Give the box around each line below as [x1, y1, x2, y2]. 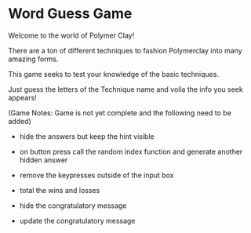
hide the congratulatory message [19, 201, 127, 210]
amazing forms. [8, 54, 59, 64]
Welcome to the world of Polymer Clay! [8, 31, 135, 40]
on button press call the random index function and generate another [19, 147, 243, 156]
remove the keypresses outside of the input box [19, 170, 174, 180]
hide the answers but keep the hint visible [19, 131, 155, 141]
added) [8, 116, 31, 126]
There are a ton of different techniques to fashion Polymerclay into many [8, 46, 243, 55]
